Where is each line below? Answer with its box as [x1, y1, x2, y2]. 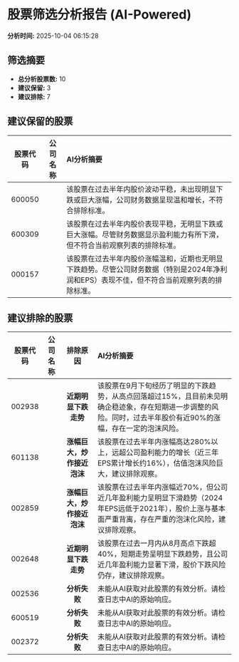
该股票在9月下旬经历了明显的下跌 [97, 381, 210, 391]
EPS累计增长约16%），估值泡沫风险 [97, 458, 217, 468]
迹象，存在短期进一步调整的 [118, 402, 212, 412]
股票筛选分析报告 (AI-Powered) [7, 6, 192, 23]
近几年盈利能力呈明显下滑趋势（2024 [97, 493, 223, 503]
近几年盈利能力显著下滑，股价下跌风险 [97, 560, 226, 570]
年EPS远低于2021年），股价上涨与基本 [97, 504, 226, 514]
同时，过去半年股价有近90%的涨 [111, 413, 221, 423]
